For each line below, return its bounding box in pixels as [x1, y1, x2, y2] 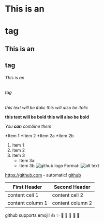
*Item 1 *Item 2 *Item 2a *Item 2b [5, 133, 74, 138]
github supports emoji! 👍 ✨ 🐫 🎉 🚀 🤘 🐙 [5, 212, 80, 218]
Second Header [54, 183, 91, 190]
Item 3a [19, 157, 35, 163]
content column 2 [52, 199, 92, 206]
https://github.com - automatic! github [5, 172, 81, 178]
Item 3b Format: [19, 163, 80, 168]
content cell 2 [52, 192, 84, 198]
